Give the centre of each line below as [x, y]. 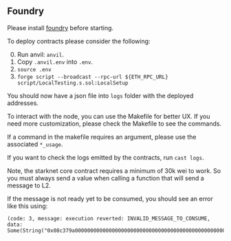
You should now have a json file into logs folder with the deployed [100, 95]
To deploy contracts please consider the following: [79, 41]
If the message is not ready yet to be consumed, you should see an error [110, 198]
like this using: [27, 206]
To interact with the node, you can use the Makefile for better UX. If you [109, 116]
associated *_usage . [35, 144]
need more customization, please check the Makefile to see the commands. [114, 124]
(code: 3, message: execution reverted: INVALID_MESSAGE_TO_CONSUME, [109, 218]
